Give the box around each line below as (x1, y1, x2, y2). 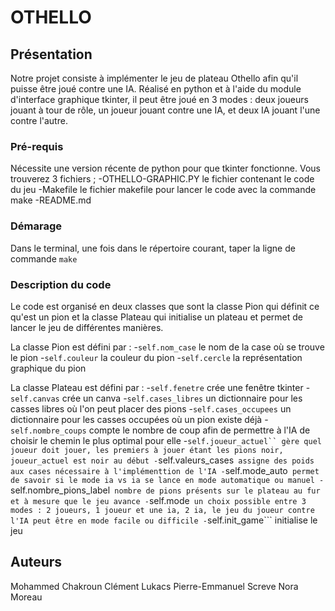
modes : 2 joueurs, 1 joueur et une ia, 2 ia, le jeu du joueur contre (10, 505, 315, 515)
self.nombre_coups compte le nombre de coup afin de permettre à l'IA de (10, 424, 311, 436)
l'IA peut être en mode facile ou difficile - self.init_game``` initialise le (10, 514, 318, 526)
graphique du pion (10, 362, 87, 374)
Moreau (10, 591, 43, 603)
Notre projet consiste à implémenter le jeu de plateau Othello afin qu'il (10, 72, 299, 84)
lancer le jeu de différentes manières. (10, 321, 164, 333)
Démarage (10, 219, 63, 233)
